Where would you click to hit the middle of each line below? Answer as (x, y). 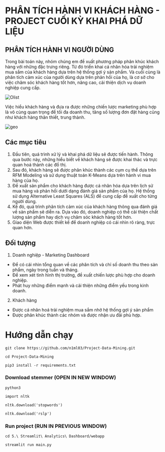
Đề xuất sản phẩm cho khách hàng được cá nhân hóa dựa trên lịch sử (83, 185)
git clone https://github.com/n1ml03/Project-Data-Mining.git (70, 348)
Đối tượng (20, 243)
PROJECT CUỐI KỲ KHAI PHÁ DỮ (74, 21)
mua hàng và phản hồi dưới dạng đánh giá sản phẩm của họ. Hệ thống (83, 191)
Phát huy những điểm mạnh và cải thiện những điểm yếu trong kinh (80, 285)
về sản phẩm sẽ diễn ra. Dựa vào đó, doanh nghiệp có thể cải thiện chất (85, 211)
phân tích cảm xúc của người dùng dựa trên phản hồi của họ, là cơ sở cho (80, 77)
